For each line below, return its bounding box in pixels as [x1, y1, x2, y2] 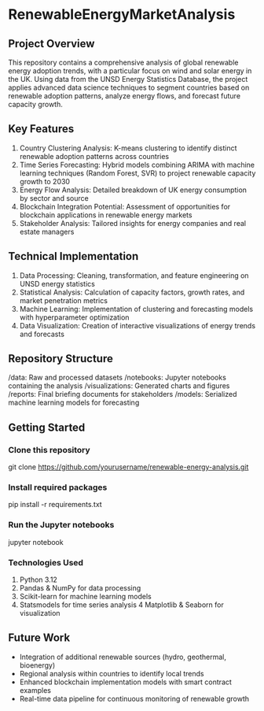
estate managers [19, 227, 75, 236]
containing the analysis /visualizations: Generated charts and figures [8, 381, 230, 391]
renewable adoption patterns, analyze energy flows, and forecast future [8, 91, 241, 100]
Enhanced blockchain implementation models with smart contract [19, 677, 232, 687]
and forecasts [19, 329, 65, 339]
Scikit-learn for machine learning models [19, 592, 152, 602]
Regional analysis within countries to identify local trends [19, 668, 204, 678]
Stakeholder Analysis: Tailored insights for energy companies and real [19, 218, 246, 228]
